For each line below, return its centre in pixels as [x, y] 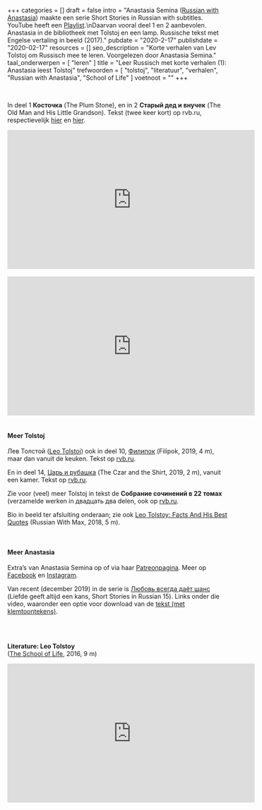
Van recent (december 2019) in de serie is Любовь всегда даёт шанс [109, 589]
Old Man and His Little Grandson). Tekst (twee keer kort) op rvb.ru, [105, 113]
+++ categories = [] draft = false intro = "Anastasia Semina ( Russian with [113, 10]
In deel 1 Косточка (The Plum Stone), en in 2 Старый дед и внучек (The [114, 105]
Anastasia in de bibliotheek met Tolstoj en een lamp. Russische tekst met [113, 32]
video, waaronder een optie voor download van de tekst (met [96, 604]
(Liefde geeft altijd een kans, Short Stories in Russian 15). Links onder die [114, 597]
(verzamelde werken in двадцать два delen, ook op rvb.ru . [93, 501]
